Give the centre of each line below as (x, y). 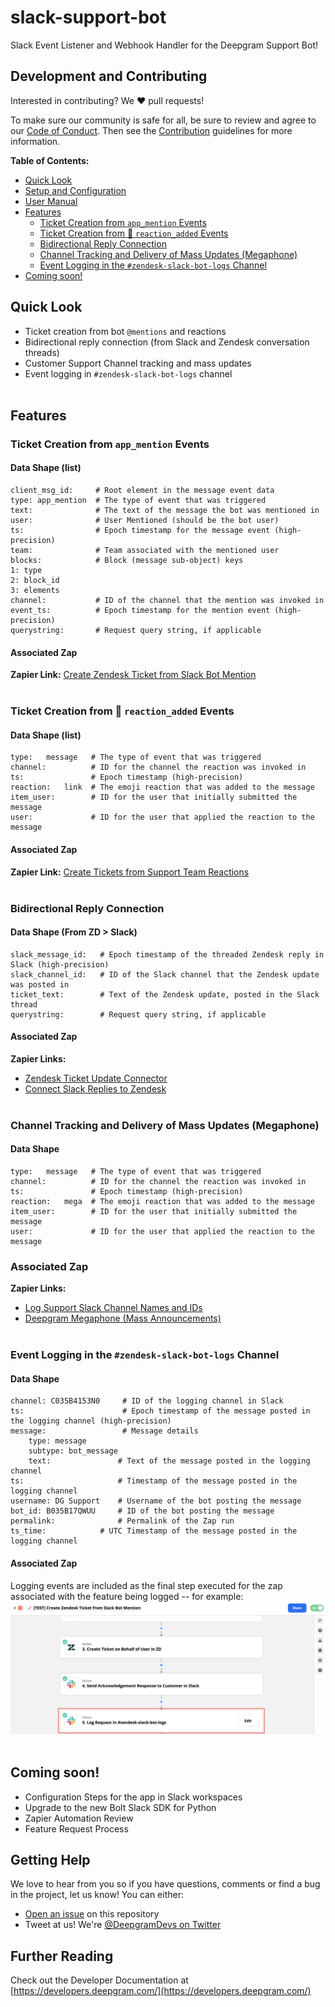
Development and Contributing (109, 76)
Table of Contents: (50, 160)
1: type (26, 571)
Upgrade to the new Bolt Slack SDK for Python (120, 1807)
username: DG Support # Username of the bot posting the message (156, 1501)
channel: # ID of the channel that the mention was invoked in (167, 601)
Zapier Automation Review (79, 1818)
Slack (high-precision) (60, 964)
